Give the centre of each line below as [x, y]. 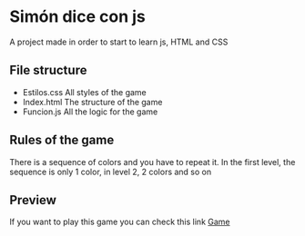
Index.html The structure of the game [92, 102]
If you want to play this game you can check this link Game [120, 222]
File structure [48, 70]
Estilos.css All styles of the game [85, 92]
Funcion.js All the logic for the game [90, 112]
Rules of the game [62, 140]
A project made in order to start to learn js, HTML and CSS [119, 42]
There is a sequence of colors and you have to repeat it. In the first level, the [152, 162]
